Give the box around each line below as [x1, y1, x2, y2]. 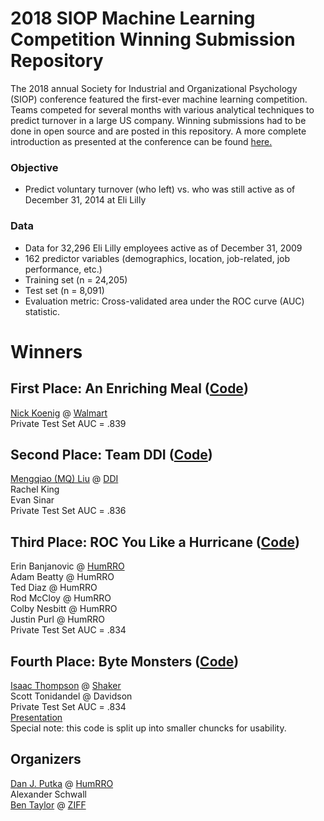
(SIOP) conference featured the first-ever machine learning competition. [10, 93, 308, 105]
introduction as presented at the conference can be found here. [10, 135, 273, 147]
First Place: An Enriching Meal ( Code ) [10, 380, 249, 397]
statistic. [24, 305, 61, 317]
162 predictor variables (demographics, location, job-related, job [24, 252, 291, 264]
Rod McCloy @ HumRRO [10, 592, 112, 604]
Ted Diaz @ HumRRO [10, 582, 98, 594]
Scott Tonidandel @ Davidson [10, 690, 133, 702]
